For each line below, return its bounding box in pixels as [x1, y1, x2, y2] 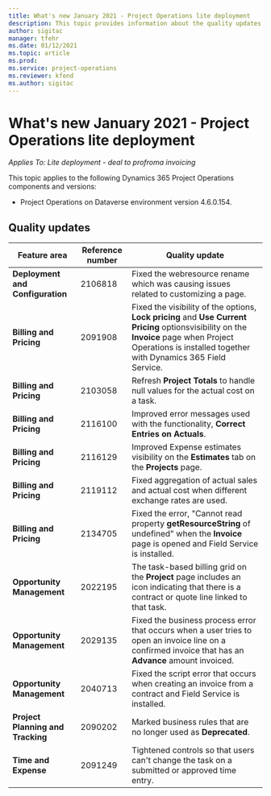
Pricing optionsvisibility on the [131, 321, 248, 333]
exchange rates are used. [131, 495, 228, 506]
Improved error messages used [131, 408, 251, 420]
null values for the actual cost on [131, 385, 256, 396]
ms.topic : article [8, 49, 70, 57]
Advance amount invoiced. [131, 655, 235, 666]
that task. [131, 602, 167, 613]
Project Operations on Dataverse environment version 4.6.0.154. [19, 197, 232, 207]
